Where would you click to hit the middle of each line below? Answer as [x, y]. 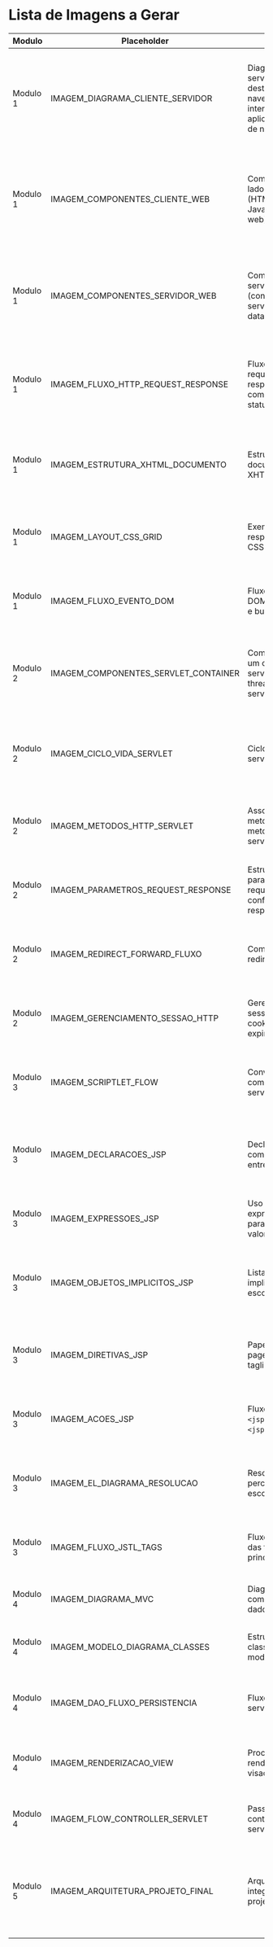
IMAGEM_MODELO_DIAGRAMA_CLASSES [130, 1647]
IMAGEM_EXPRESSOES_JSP [105, 1219]
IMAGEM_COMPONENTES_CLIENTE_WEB [130, 199]
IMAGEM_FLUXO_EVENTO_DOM [112, 601]
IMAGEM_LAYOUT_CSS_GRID [106, 536]
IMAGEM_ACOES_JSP [92, 1419]
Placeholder [145, 41]
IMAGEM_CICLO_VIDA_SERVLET [111, 753]
